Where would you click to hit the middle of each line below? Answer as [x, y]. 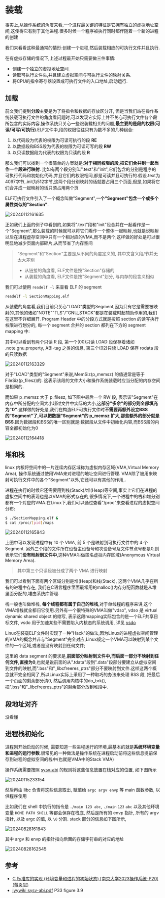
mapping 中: [17, 331]
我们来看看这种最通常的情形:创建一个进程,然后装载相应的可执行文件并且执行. [82, 47]
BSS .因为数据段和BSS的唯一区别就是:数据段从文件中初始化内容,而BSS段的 [80, 422]
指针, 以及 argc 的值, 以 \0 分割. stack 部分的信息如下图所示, [66, 819]
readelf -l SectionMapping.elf [37, 296]
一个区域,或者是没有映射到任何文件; [49, 646]
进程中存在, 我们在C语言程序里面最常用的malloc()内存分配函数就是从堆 [85, 587]
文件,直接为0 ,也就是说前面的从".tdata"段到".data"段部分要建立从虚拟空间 [83, 662]
